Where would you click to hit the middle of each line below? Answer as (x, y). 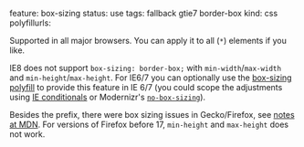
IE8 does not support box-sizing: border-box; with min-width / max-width (145, 68)
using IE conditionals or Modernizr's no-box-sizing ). (108, 97)
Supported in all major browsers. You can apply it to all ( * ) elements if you (148, 41)
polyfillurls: (31, 23)
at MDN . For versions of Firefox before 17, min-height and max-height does (149, 124)
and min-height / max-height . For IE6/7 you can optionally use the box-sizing (151, 78)
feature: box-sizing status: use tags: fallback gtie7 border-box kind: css (144, 13)
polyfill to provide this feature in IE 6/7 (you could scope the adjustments (146, 87)
